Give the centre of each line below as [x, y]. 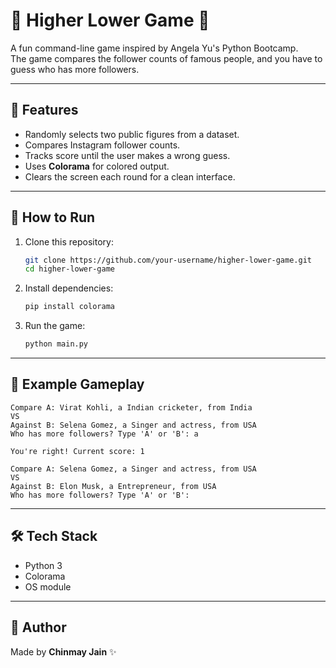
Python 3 [43, 565]
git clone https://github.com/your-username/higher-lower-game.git [168, 260]
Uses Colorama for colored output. [97, 166]
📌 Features [44, 110]
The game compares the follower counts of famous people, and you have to [166, 58]
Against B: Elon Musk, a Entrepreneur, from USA [113, 486]
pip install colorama [69, 307]
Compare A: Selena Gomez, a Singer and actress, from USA [133, 469]
